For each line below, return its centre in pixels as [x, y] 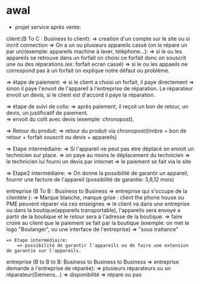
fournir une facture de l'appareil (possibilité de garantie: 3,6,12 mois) [90, 179]
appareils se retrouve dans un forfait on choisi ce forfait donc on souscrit [96, 58]
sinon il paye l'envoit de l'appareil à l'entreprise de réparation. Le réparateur [100, 88]
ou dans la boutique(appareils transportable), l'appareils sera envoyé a [93, 210]
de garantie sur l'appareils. [44, 250]
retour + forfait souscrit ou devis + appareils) [62, 137]
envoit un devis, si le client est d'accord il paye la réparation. [81, 95]
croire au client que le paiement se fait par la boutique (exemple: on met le [98, 223]
